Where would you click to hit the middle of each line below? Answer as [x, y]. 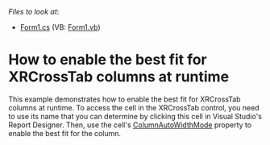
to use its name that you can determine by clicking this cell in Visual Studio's [135, 116]
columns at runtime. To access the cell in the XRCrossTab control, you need [134, 107]
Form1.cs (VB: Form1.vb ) [60, 27]
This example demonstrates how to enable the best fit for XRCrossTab [125, 99]
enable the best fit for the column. [65, 133]
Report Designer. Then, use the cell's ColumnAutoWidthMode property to [130, 125]
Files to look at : [34, 12]
